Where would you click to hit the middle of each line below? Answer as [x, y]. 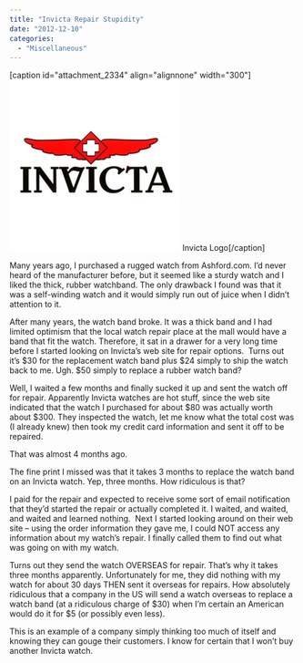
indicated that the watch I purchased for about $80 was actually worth [141, 408]
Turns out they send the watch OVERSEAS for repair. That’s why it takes [144, 565]
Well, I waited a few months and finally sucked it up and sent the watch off [149, 388]
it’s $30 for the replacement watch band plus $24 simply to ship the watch [149, 361]
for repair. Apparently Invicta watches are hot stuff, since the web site [140, 398]
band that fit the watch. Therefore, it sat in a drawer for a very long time [144, 341]
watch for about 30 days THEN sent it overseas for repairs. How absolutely [150, 585]
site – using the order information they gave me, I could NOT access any [145, 528]
